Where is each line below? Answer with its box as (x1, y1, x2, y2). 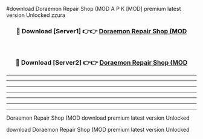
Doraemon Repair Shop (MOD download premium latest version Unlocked (6, 114, 190, 121)
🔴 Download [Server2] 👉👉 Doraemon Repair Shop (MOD (15, 59, 188, 67)
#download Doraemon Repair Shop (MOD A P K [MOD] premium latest (6, 5, 181, 12)
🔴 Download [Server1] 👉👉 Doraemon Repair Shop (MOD (16, 27, 187, 35)
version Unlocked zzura (6, 11, 65, 19)
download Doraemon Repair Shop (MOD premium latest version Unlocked (6, 126, 190, 133)
